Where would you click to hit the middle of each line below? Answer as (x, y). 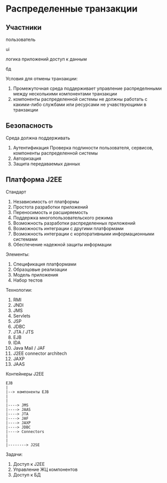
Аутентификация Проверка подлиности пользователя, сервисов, (83, 147)
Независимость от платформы (46, 201)
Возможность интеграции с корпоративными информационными (83, 234)
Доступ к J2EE (29, 464)
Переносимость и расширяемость (50, 212)
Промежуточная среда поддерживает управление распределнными (87, 88)
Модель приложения (36, 275)
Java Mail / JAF (29, 348)
